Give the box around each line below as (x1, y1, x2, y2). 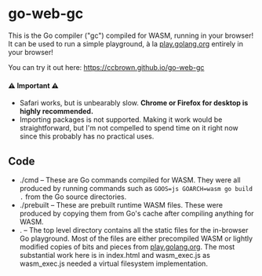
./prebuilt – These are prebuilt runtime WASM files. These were (19, 200, 224, 209)
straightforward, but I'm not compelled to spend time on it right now (19, 123, 238, 133)
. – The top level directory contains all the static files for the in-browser (19, 225, 249, 234)
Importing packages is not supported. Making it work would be (19, 115, 223, 124)
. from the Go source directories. (19, 192, 127, 201)
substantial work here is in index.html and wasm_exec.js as (19, 250, 210, 259)
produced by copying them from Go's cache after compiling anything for (19, 208, 254, 218)
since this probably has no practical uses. (19, 131, 155, 142)
